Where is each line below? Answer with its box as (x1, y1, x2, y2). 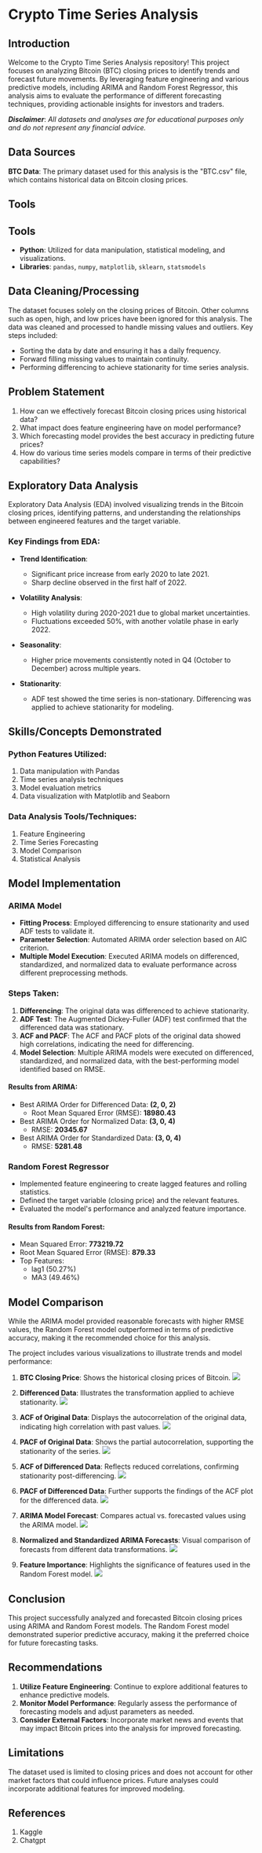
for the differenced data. (19, 1495, 99, 1506)
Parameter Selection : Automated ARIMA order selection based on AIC (19, 935, 247, 945)
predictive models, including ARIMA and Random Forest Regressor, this (8, 83, 238, 92)
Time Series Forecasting (19, 837, 99, 846)
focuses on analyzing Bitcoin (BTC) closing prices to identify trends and (8, 66, 240, 75)
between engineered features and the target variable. (8, 516, 181, 526)
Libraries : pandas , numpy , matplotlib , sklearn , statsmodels (19, 262, 206, 272)
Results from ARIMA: (8, 1082, 78, 1092)
